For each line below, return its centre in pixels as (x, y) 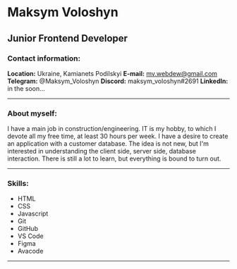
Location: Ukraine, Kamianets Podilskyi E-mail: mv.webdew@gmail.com (112, 73)
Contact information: (44, 58)
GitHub (28, 229)
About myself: (32, 113)
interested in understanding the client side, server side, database (102, 151)
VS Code (30, 236)
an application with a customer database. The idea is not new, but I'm (108, 144)
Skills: (18, 184)
